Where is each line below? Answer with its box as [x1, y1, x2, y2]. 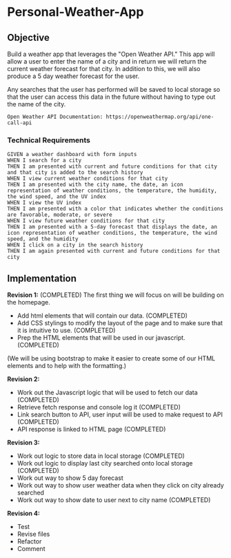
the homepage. [7, 298, 50, 307]
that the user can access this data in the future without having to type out [7, 93, 216, 101]
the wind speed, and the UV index [7, 193, 107, 200]
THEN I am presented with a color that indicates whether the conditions [7, 205, 224, 213]
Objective [7, 32, 50, 44]
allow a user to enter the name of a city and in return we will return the [7, 57, 207, 66]
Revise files [17, 530, 50, 539]
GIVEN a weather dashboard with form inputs [7, 151, 137, 158]
